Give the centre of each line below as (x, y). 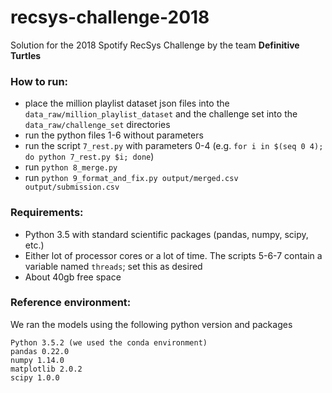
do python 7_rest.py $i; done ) (89, 157)
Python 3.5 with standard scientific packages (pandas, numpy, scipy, (166, 234)
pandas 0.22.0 (40, 351)
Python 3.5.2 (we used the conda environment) (109, 342)
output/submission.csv (72, 187)
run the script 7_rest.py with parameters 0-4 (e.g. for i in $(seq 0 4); (174, 146)
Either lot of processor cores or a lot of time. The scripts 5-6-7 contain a (173, 255)
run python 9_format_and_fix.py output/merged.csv (131, 178)
